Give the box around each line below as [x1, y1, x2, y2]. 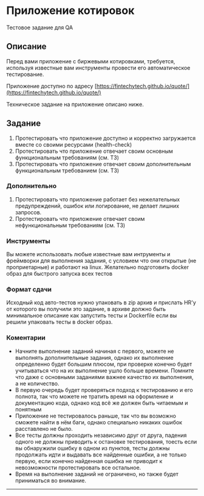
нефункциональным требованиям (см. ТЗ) [15, 222, 126, 229]
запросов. [15, 208, 42, 216]
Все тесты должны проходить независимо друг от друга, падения [15, 431, 187, 439]
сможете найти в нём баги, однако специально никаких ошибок [15, 418, 183, 426]
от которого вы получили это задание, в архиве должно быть [6, 306, 166, 313]
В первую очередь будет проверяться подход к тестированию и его [15, 386, 193, 393]
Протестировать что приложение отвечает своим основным [15, 147, 173, 155]
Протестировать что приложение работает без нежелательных [15, 195, 180, 203]
